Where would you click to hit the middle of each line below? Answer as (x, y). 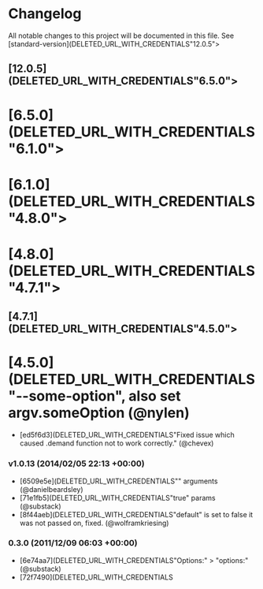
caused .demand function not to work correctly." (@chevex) (117, 443)
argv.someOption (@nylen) (99, 413)
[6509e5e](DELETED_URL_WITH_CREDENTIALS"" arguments (119, 481)
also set (155, 396)
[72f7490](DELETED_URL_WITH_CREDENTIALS (96, 577)
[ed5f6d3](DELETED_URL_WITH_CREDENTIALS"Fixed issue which (127, 435)
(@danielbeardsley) (52, 489)
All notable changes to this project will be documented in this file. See (121, 35)
